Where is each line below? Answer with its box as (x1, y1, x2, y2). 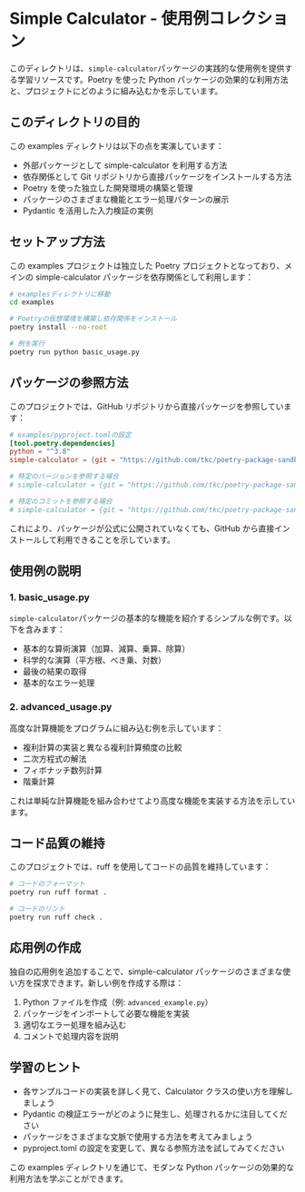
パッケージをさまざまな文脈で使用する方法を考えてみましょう (22, 1131, 253, 1142)
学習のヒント (9, 1059, 82, 1076)
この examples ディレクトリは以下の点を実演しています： (9, 140, 224, 151)
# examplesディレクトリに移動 (9, 290, 111, 299)
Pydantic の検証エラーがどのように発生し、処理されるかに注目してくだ (22, 1108, 289, 1119)
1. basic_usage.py (9, 591, 91, 604)
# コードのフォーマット (9, 880, 86, 889)
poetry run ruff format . (9, 888, 107, 897)
